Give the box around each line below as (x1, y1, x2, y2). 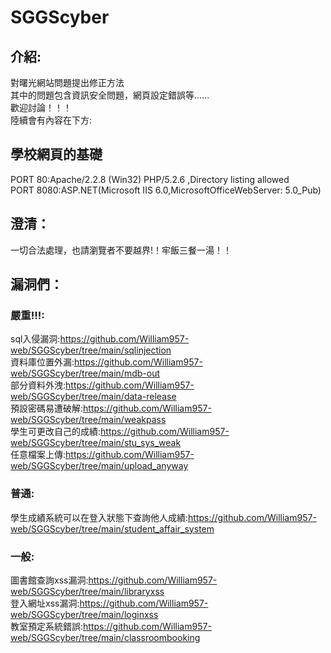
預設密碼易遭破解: (10, 402, 84, 415)
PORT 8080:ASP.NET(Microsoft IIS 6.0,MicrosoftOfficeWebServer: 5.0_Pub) (10, 184, 322, 196)
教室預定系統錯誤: (10, 620, 84, 632)
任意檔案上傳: (10, 449, 67, 461)
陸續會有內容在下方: (10, 114, 93, 126)
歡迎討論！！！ (10, 102, 72, 113)
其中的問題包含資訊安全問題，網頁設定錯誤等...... (10, 89, 210, 101)
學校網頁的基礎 (10, 146, 103, 163)
